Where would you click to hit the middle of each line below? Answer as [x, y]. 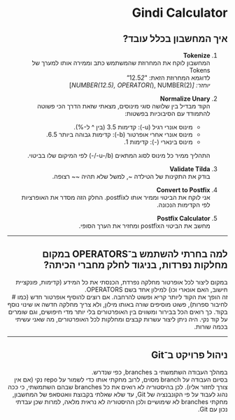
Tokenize [197, 55]
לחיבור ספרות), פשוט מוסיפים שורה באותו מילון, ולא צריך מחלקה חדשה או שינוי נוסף [117, 304]
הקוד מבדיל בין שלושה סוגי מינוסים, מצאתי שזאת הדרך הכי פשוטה [124, 106]
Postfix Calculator [184, 218]
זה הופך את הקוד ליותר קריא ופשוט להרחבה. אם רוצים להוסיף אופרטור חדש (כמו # [120, 297]
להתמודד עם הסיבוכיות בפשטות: [168, 114]
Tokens [200, 70]
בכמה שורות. [211, 326]
